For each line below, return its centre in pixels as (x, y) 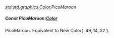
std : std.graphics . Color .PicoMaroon (41, 7)
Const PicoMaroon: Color (31, 18)
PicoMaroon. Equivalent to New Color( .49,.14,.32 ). (57, 30)
